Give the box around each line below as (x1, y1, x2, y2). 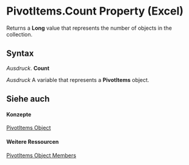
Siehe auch (6, 94, 50, 104)
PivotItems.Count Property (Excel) (6, 4, 184, 18)
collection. (6, 30, 33, 38)
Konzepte (6, 110, 32, 118)
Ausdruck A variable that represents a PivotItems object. (6, 76, 149, 83)
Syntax (6, 49, 34, 59)
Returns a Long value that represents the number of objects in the (6, 24, 173, 32)
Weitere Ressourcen (6, 138, 59, 145)
